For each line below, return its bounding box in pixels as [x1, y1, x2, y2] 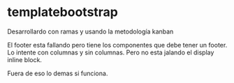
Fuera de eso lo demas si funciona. [7, 69, 108, 77]
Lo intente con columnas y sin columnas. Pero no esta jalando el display [7, 48, 214, 56]
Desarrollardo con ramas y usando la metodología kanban [7, 27, 174, 36]
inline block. [7, 55, 42, 63]
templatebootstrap [7, 4, 119, 20]
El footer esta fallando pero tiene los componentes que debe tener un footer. [7, 40, 228, 49]
